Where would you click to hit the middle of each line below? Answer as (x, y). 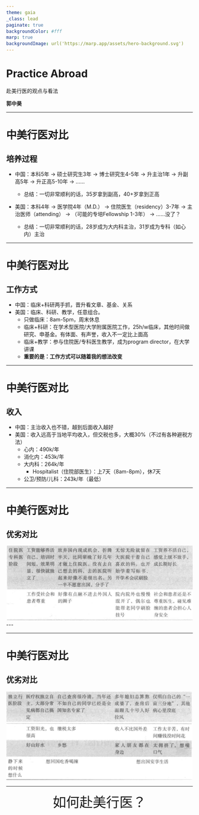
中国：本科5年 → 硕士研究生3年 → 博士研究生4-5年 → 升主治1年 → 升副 (101, 174)
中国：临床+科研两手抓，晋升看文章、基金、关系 (74, 304)
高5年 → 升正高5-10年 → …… (50, 181)
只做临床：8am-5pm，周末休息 (61, 319)
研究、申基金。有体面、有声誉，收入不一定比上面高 (86, 334)
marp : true (20, 38)
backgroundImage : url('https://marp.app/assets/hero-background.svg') (95, 44)
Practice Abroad (47, 74)
